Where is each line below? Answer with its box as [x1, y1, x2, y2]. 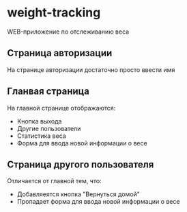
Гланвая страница [7, 86, 90, 97]
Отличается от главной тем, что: [7, 177, 102, 185]
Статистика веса [16, 132, 66, 140]
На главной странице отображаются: [7, 104, 116, 112]
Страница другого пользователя [7, 158, 154, 170]
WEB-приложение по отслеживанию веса [7, 27, 130, 36]
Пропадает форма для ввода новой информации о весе [16, 198, 180, 206]
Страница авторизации [7, 47, 113, 59]
